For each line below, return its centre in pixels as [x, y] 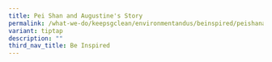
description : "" [36, 38]
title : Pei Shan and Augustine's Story [76, 16]
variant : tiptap [36, 31]
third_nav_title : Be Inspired [59, 46]
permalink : [27, 23]
